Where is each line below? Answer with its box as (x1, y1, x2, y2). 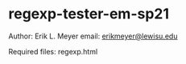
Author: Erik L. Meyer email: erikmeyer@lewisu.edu (8, 31, 178, 41)
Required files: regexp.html (8, 46, 98, 56)
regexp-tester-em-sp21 (8, 5, 170, 23)
